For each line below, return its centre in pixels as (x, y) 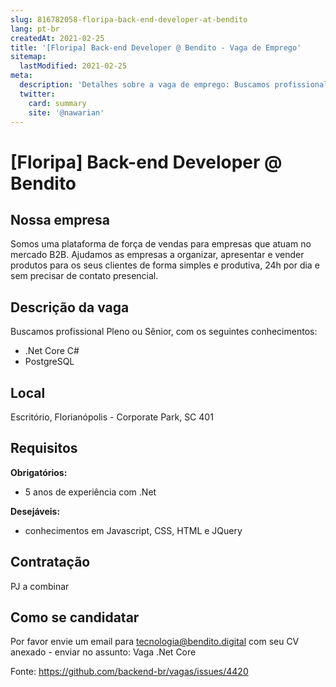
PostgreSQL (49, 362)
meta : (21, 76)
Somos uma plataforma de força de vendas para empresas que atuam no (161, 244)
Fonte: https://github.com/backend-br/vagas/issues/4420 (129, 672)
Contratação (50, 562)
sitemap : (28, 57)
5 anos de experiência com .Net (90, 492)
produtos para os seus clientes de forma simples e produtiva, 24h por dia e (165, 265)
